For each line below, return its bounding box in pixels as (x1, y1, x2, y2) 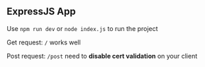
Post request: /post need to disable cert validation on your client (6, 51, 198, 60)
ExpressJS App (6, 6, 76, 18)
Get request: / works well (6, 38, 81, 47)
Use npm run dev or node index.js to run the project (6, 24, 158, 32)
